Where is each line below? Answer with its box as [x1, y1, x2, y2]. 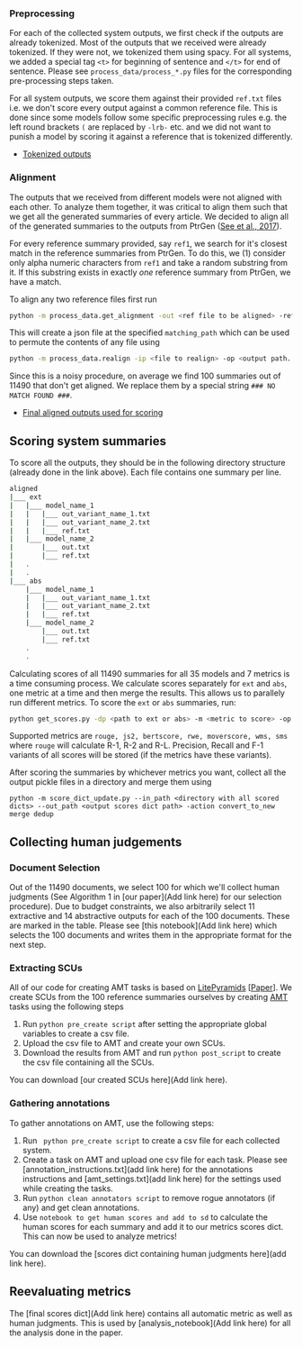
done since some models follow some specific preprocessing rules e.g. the [9, 112, 288, 123]
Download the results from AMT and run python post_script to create [22, 1048, 281, 1059]
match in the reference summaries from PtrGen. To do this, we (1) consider [9, 247, 286, 259]
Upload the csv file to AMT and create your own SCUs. [22, 1038, 226, 1049]
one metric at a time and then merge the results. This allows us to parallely [9, 687, 286, 698]
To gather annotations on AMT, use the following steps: [9, 1117, 215, 1128]
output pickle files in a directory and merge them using [9, 777, 212, 787]
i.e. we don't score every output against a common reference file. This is [9, 103, 279, 114]
